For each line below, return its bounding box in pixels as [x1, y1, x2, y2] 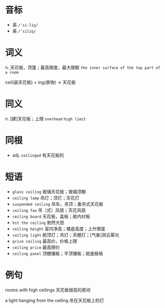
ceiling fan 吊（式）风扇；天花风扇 [12, 207, 86, 213]
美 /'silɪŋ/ [12, 28, 36, 34]
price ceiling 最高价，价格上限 [12, 238, 78, 244]
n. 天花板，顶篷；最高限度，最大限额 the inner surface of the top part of [5, 64, 161, 70]
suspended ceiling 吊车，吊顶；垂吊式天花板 [12, 201, 104, 207]
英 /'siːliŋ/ [12, 22, 39, 28]
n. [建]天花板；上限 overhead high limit [5, 116, 86, 122]
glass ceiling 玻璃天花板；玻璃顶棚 [12, 188, 86, 194]
